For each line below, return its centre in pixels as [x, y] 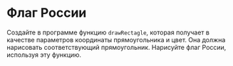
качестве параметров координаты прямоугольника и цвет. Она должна [116, 39]
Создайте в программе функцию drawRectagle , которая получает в [108, 32]
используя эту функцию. [44, 55]
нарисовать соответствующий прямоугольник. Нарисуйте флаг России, [116, 47]
